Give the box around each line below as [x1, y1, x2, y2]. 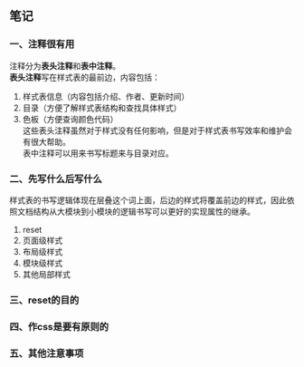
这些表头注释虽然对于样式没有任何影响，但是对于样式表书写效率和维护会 [22, 125, 292, 136]
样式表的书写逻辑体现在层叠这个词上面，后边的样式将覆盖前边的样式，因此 [9, 194, 287, 206]
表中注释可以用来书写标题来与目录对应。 [22, 148, 174, 159]
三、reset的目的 [9, 294, 80, 306]
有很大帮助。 [22, 136, 71, 147]
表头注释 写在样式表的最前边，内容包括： [9, 72, 160, 82]
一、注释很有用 [9, 38, 75, 51]
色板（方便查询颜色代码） [22, 113, 119, 124]
